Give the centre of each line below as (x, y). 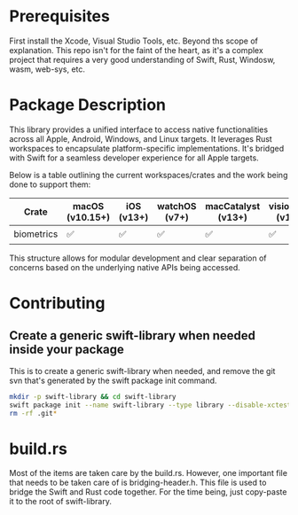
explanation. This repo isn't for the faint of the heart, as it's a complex (136, 50)
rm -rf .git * (33, 413)
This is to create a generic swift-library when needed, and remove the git (142, 371)
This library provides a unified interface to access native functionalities (139, 129)
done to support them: (50, 184)
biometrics (36, 234)
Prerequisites (60, 16)
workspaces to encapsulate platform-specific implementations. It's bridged (147, 148)
